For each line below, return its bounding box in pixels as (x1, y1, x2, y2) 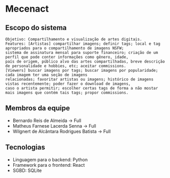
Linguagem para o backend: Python (12, 156, 88, 163)
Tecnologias (5, 143, 45, 152)
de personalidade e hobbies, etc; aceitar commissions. (5, 64, 126, 69)
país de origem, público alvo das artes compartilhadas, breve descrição (5, 59, 165, 64)
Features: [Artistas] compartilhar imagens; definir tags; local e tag (5, 41, 160, 46)
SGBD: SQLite (12, 167, 42, 173)
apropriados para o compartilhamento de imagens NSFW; (5, 46, 124, 51)
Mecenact (5, 3, 49, 15)
